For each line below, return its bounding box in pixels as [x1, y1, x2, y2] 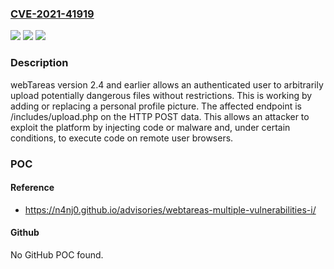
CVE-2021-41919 [10, 7, 95, 21]
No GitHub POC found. [10, 248, 104, 261]
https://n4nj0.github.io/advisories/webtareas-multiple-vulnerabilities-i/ [24, 203, 317, 216]
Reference [10, 182, 55, 194]
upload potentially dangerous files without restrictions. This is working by [10, 89, 313, 101]
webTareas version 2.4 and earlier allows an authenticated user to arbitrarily [10, 78, 324, 91]
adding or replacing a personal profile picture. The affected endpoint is [10, 100, 302, 112]
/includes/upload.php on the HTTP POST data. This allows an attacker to [10, 110, 310, 122]
